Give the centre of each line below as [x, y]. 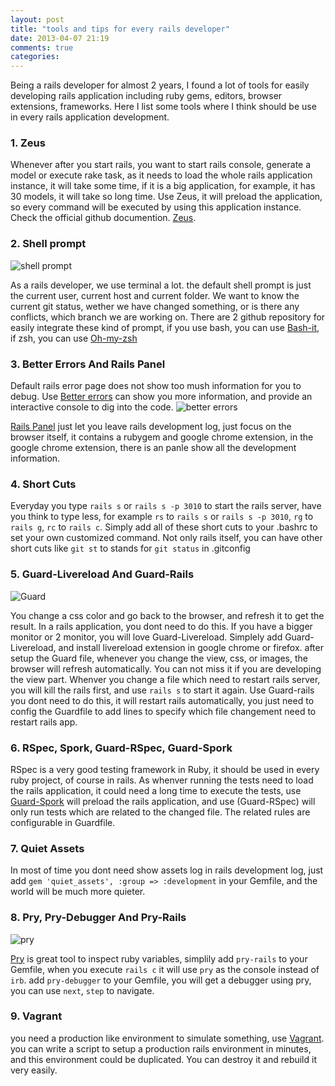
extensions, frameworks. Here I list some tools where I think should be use [163, 107]
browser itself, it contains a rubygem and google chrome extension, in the [162, 437]
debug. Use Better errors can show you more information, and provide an [161, 397]
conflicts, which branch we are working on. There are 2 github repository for [168, 317]
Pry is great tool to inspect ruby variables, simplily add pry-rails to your [159, 958]
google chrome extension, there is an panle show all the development [153, 448]
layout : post [37, 19]
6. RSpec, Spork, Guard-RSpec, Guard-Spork [121, 748]
